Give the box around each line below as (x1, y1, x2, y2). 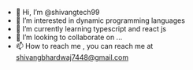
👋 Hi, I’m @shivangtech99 (15, 8, 100, 17)
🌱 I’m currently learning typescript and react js (15, 24, 167, 33)
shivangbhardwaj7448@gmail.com (15, 53, 128, 62)
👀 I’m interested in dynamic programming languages (15, 16, 185, 25)
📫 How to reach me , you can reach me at (15, 42, 154, 50)
